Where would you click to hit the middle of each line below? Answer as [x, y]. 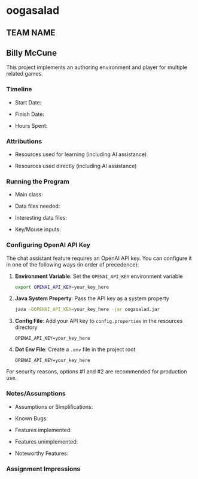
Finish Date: [30, 114]
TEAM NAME [31, 33]
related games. [25, 74]
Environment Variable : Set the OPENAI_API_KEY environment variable [99, 276]
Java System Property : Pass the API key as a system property [92, 298]
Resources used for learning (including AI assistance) [81, 154]
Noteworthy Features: [42, 453]
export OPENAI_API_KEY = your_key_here [62, 287]
